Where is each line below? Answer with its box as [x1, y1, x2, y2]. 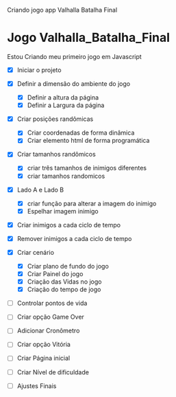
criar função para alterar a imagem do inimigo [27, 199, 157, 207]
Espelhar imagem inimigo [27, 207, 99, 215]
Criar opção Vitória [16, 340, 71, 349]
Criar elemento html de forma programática [27, 137, 150, 145]
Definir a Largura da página [27, 101, 105, 109]
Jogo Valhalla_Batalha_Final [7, 30, 170, 45]
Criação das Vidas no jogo [27, 277, 102, 286]
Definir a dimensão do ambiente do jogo [16, 80, 131, 88]
